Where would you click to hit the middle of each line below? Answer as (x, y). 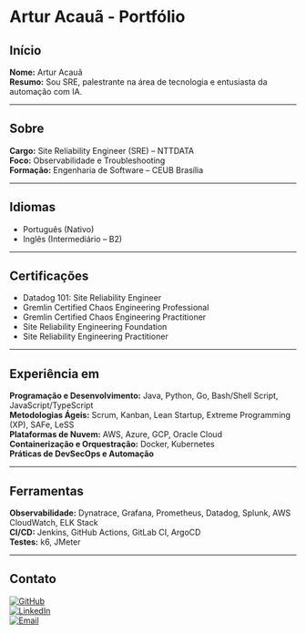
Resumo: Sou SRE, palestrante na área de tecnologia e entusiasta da (138, 82)
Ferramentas (46, 491)
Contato (33, 579)
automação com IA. (46, 92)
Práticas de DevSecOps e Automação (82, 454)
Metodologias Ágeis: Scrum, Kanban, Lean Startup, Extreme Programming (150, 415)
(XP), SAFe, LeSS (42, 424)
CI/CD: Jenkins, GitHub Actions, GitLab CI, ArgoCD (105, 532)
